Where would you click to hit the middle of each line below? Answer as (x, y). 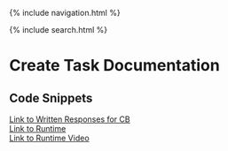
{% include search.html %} (59, 30)
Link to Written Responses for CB (70, 119)
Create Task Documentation (114, 66)
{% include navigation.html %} (65, 13)
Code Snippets (51, 98)
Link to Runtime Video (50, 138)
